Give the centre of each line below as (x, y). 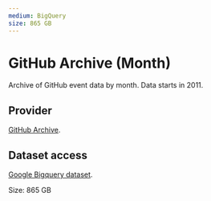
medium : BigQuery (37, 16)
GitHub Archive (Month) (89, 63)
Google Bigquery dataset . (51, 174)
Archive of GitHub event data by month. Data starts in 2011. (106, 85)
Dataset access (48, 155)
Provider (30, 111)
